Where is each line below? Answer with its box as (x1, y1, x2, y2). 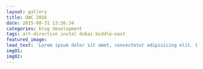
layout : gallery (6, 8, 47, 15)
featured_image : (6, 37, 47, 43)
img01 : (6, 48, 23, 54)
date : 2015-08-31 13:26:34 (6, 20, 74, 26)
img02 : (6, 53, 23, 59)
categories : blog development (6, 25, 83, 32)
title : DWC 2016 (6, 14, 47, 20)
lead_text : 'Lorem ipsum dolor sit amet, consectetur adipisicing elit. (6, 43, 193, 49)
